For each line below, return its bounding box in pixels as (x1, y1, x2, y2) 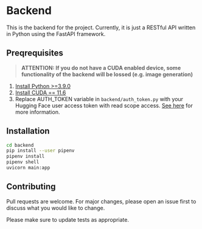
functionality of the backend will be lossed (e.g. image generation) (21, 71, 193, 78)
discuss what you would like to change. (6, 204, 105, 211)
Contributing (6, 181, 56, 192)
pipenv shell (6, 159, 40, 165)
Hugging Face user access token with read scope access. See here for (15, 102, 193, 109)
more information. (15, 108, 60, 116)
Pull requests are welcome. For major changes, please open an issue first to (6, 197, 197, 205)
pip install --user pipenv (6, 147, 75, 154)
